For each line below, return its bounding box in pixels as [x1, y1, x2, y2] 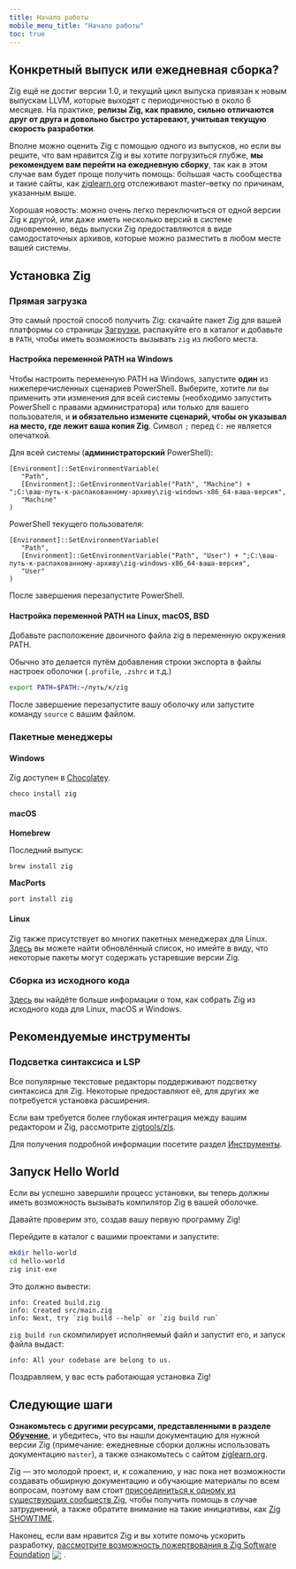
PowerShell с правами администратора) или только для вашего [9, 402, 249, 413]
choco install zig [9, 789, 77, 798]
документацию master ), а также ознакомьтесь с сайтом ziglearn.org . [9, 1449, 268, 1459]
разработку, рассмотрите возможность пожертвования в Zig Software [9, 1539, 277, 1550]
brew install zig [9, 862, 73, 871]
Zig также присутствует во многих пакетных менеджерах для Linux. [9, 933, 268, 944]
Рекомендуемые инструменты [9, 1029, 191, 1045]
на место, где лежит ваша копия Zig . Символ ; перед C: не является [9, 421, 272, 431]
